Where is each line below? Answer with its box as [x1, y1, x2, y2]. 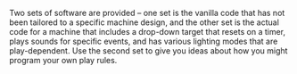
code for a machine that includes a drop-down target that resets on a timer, [9, 27, 286, 37]
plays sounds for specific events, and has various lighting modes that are [9, 36, 278, 46]
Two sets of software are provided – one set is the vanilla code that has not [9, 8, 285, 18]
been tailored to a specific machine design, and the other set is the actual [9, 17, 279, 28]
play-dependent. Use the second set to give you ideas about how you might [9, 45, 288, 56]
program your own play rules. [9, 55, 118, 65]
